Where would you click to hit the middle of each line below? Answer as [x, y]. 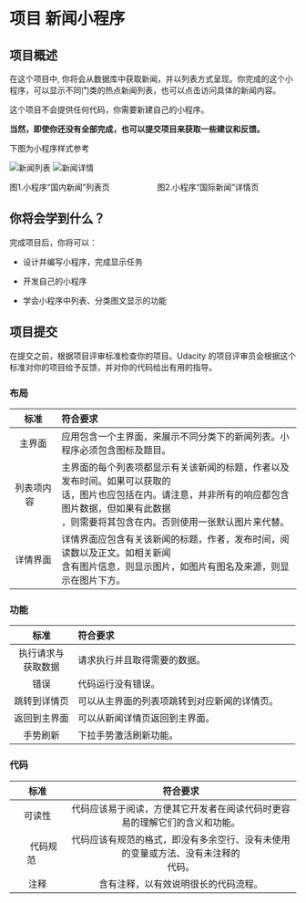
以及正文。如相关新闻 [125, 553]
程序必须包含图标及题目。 [116, 450]
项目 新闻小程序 [67, 19]
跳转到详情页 [42, 701]
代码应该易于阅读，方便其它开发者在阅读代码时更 [176, 808]
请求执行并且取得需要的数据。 [142, 660]
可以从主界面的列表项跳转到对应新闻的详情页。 [178, 701]
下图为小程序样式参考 [49, 148]
